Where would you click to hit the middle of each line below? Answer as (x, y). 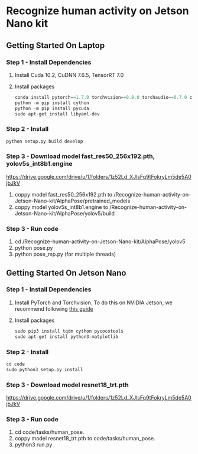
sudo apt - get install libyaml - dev (57, 114)
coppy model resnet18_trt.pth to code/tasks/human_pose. (85, 439)
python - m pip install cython (52, 103)
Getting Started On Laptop (56, 45)
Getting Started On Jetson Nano (66, 273)
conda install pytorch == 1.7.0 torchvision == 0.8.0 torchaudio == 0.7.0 (101, 97)
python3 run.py (33, 445)
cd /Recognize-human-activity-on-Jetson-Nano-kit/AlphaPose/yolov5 (100, 242)
